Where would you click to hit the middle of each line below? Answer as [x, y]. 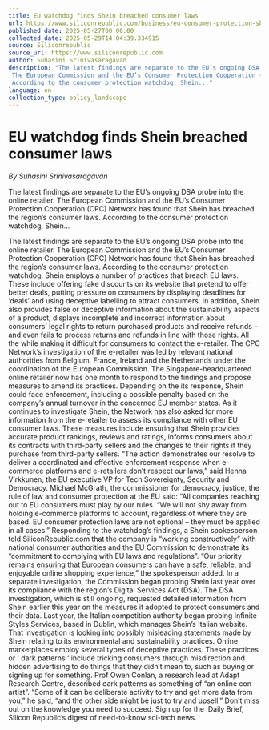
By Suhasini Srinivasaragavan [58, 176]
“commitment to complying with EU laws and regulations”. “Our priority [125, 556]
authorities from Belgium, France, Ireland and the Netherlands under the [127, 360]
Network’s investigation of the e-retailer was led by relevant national [121, 352]
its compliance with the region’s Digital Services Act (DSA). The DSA [121, 590]
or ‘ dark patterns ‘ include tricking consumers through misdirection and [127, 658]
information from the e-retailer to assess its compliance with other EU [123, 420]
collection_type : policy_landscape [68, 98]
